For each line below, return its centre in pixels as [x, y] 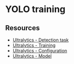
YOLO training [35, 9]
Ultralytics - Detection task [41, 40]
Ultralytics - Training [34, 45]
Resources [23, 28]
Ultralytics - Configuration [40, 51]
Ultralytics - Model [32, 56]
